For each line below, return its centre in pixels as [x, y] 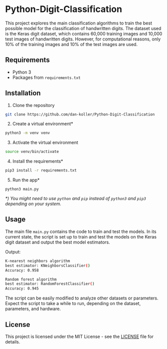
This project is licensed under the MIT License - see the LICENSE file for [79, 336]
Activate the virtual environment [45, 142]
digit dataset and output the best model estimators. [58, 242]
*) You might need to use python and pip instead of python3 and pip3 [76, 198]
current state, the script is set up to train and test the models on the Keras [81, 236]
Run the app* [26, 180]
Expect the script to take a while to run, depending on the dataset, [73, 303]
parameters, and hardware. [33, 309]
